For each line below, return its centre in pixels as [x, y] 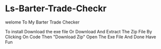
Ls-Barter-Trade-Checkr [56, 9]
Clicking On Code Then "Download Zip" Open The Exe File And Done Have [80, 37]
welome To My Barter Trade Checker [42, 22]
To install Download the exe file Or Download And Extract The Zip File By [79, 31]
